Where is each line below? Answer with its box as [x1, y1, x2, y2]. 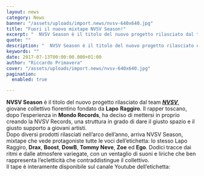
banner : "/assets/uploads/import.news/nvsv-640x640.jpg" [6, 20, 154, 26]
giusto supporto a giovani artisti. [6, 124, 87, 132]
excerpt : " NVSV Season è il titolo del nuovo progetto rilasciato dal [6, 32, 194, 38]
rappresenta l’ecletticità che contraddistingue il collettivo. [6, 157, 150, 164]
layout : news [6, 8, 39, 15]
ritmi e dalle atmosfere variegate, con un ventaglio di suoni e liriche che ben [6, 150, 196, 158]
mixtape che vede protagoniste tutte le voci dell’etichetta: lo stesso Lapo [6, 137, 188, 144]
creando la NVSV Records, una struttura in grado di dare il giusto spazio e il [6, 118, 195, 125]
